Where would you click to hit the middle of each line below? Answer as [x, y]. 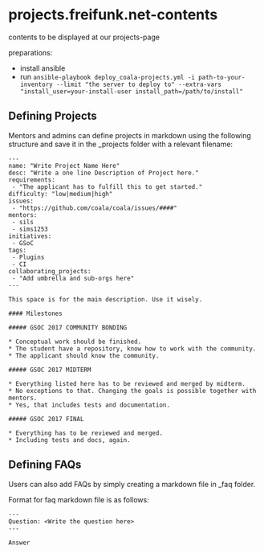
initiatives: [30, 236]
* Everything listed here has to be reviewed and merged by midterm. [127, 383]
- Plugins [28, 257]
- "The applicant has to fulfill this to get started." [107, 186]
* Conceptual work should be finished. [75, 342]
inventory [37, 84]
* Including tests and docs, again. [69, 440]
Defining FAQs [45, 465]
